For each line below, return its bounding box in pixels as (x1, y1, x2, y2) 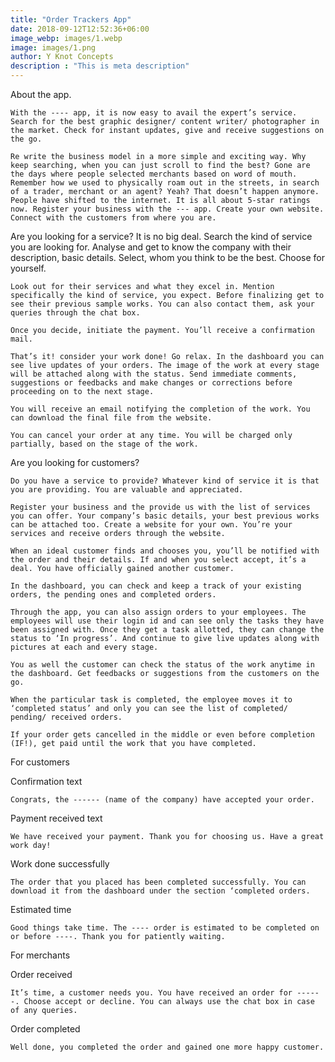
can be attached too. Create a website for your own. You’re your (10, 520, 293, 530)
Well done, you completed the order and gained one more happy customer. (10, 1042, 325, 1052)
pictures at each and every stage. (10, 642, 159, 652)
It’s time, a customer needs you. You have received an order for (10, 988, 293, 998)
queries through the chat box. (10, 308, 141, 318)
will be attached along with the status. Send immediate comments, (10, 369, 298, 379)
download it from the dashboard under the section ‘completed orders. (10, 886, 311, 896)
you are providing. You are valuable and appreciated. (10, 485, 244, 495)
